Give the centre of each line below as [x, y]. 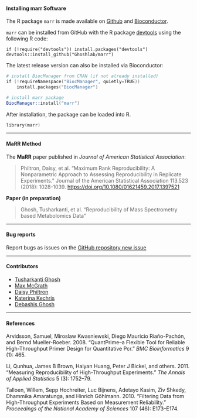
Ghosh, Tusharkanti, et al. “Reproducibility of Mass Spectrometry [99, 209]
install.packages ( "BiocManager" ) [57, 87]
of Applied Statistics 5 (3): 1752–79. [49, 379]
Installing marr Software [36, 8]
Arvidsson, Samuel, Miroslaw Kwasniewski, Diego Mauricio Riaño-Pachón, [96, 336]
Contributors [22, 266]
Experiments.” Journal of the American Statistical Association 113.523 [104, 180]
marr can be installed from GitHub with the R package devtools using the [94, 33]
